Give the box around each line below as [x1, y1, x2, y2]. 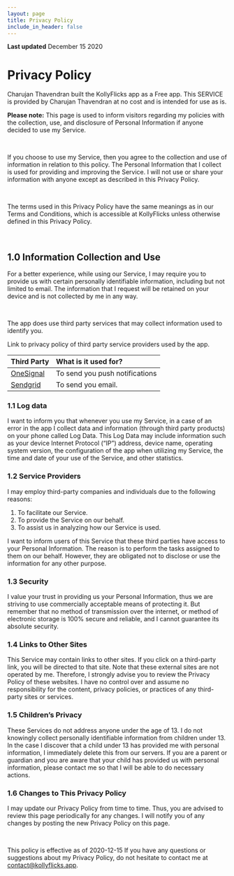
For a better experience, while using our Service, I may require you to [7, 270, 207, 278]
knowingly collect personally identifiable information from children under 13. [7, 733, 226, 742]
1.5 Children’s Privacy [7, 710, 82, 720]
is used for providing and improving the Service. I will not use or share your [7, 168, 224, 176]
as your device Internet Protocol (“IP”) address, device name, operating [7, 439, 213, 448]
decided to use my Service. [7, 126, 86, 134]
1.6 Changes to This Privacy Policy [7, 788, 127, 798]
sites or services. [24, 693, 73, 701]
